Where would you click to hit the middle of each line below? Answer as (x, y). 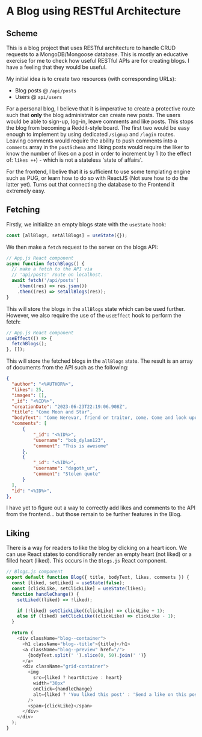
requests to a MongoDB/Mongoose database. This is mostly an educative (97, 54)
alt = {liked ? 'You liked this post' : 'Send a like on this (110, 694)
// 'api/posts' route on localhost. (57, 275)
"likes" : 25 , (28, 390)
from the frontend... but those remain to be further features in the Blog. (94, 514)
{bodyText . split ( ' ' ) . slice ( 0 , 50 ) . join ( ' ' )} (87, 655)
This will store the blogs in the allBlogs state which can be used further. (96, 308)
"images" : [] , (29, 395)
